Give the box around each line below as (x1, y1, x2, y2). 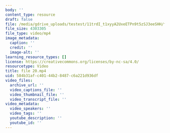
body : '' (5, 7, 24, 13)
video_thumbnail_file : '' (10, 92, 65, 97)
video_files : (5, 78, 33, 83)
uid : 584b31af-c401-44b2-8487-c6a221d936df (5, 73, 99, 78)
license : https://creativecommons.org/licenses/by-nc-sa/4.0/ (5, 59, 139, 64)
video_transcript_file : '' (10, 97, 67, 102)
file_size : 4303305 (5, 26, 47, 31)
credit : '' (10, 45, 33, 50)
